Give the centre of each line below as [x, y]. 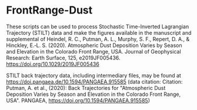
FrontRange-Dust [49, 10]
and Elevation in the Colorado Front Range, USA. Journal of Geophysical [94, 51]
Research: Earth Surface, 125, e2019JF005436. [63, 58]
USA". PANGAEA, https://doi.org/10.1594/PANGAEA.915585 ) [78, 100]
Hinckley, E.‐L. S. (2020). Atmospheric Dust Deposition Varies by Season [94, 45]
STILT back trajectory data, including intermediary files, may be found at [94, 75]
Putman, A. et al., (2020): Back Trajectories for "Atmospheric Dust [86, 88]
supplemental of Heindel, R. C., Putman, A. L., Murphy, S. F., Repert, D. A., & [98, 39]
